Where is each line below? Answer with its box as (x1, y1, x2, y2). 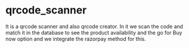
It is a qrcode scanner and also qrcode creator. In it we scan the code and (5, 23, 184, 30)
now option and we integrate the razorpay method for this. (5, 35, 146, 42)
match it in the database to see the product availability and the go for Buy (5, 29, 183, 36)
